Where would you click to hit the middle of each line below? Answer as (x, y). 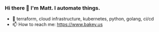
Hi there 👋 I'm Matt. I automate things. (52, 8)
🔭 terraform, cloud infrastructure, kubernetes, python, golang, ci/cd (83, 19)
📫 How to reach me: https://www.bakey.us (57, 24)
